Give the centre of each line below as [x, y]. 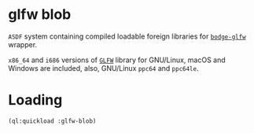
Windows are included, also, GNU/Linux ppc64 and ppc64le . [103, 68]
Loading [35, 100]
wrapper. [23, 44]
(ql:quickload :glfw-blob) [52, 121]
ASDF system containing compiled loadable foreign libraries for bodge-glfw [127, 36]
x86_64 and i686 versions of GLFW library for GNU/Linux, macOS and [117, 60]
